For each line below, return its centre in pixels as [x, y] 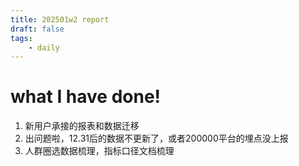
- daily [44, 47]
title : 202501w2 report [60, 19]
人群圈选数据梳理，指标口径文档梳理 [99, 151]
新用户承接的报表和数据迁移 [82, 126]
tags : [21, 38]
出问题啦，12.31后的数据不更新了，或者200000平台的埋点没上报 [156, 138]
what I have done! [86, 97]
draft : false [37, 29]
